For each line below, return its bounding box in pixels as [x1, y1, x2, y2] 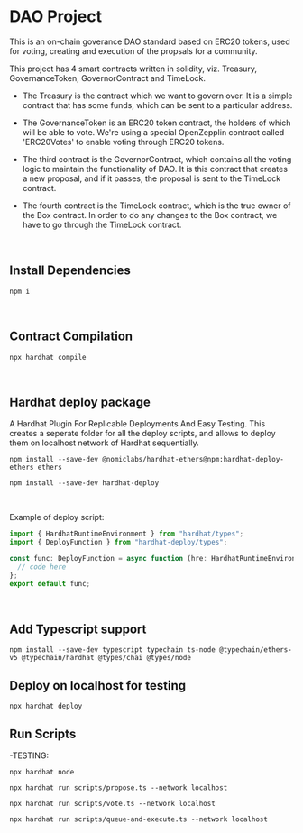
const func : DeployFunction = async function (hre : [9, 554, 207, 563]
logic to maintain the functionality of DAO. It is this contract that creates [22, 163, 289, 174]
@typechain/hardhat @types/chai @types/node [21, 654, 192, 663]
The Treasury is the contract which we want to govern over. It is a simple [22, 90, 293, 101]
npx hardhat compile [9, 352, 87, 362]
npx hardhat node [9, 768, 75, 777]
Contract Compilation [9, 329, 133, 344]
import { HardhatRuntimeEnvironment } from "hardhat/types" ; [9, 529, 244, 538]
